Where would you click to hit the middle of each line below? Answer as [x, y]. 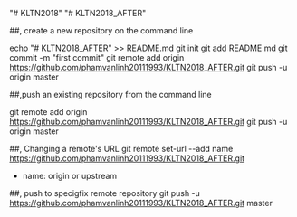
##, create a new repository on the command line [101, 30]
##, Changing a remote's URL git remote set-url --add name [121, 149]
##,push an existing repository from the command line [110, 94]
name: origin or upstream [70, 176]
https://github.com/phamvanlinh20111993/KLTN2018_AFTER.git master [141, 203]
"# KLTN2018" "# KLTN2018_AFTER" [78, 13]
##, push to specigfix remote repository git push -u [105, 193]
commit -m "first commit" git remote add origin [97, 57]
